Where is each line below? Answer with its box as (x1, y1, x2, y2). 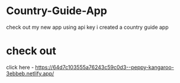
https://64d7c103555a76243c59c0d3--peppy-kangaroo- (35, 64, 175, 71)
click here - (6, 64, 34, 71)
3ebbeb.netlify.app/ (6, 69, 54, 77)
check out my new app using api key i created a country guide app (6, 24, 169, 31)
